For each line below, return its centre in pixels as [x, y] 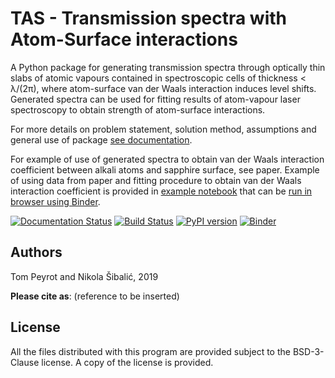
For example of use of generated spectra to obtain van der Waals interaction [167, 159]
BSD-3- [308, 351]
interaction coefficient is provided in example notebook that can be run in [161, 191]
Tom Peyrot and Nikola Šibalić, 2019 [84, 276]
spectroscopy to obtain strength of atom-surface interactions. [138, 109]
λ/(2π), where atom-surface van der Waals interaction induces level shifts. [163, 88]
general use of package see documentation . [101, 139]
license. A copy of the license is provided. [127, 362]
